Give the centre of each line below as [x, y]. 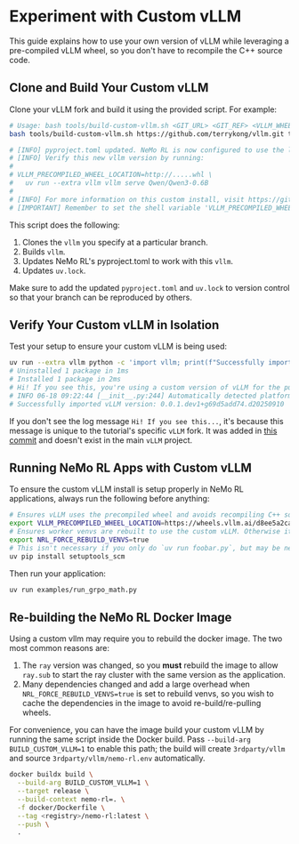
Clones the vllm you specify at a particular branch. [115, 242]
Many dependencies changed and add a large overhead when [136, 684]
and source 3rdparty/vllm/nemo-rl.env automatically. [107, 759]
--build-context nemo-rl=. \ [71, 799]
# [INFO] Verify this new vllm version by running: [107, 158]
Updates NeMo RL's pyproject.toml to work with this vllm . [128, 261]
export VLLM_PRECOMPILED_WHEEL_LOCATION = [87, 523]
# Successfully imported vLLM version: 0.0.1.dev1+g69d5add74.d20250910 [147, 404]
